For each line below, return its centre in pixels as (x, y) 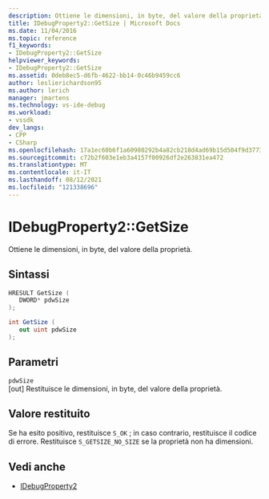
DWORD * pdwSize (44, 300)
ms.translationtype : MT (48, 165)
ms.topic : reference (43, 38)
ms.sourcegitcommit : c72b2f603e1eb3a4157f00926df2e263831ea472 (116, 157)
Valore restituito (49, 414)
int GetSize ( (32, 323)
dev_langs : (26, 128)
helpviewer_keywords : (44, 61)
